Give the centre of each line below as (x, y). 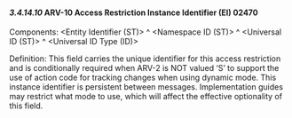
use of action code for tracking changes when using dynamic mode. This (143, 78)
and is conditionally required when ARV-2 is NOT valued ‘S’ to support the (144, 68)
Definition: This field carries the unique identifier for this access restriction (145, 59)
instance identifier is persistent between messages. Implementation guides (146, 87)
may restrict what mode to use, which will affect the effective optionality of (146, 97)
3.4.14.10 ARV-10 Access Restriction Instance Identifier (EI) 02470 (134, 12)
